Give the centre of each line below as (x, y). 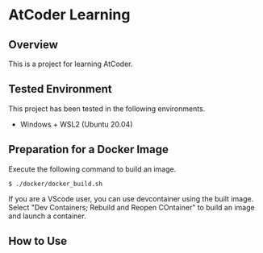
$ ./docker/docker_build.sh (56, 184)
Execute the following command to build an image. (92, 169)
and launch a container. (47, 216)
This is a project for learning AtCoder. (71, 64)
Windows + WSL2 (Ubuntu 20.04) (76, 124)
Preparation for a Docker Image (89, 149)
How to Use (38, 241)
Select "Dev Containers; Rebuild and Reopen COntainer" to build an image (132, 207)
